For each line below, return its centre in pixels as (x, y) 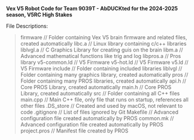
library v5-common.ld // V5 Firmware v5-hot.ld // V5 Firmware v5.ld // (104, 62)
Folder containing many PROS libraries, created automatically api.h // (103, 81)
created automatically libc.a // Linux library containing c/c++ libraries (103, 44)
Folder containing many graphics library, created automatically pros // (104, 75)
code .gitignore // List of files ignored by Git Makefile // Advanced (99, 112)
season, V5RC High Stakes (39, 15)
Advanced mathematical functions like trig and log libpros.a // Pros (101, 56)
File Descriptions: (27, 26)
